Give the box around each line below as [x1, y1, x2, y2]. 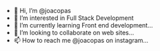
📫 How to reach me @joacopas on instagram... [13, 37, 149, 44]
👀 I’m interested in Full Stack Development [13, 14, 134, 22]
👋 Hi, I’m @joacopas [13, 7, 71, 14]
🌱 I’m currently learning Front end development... [13, 21, 153, 29]
